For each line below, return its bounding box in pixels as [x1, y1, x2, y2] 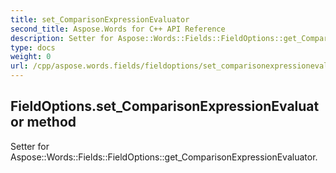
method [26, 114, 77, 131]
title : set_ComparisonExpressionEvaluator [10, 14, 190, 25]
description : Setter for [10, 33, 114, 43]
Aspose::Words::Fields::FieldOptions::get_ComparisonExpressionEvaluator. [10, 151, 318, 163]
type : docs [10, 42, 56, 53]
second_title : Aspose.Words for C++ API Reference [10, 24, 226, 34]
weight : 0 [10, 52, 52, 62]
